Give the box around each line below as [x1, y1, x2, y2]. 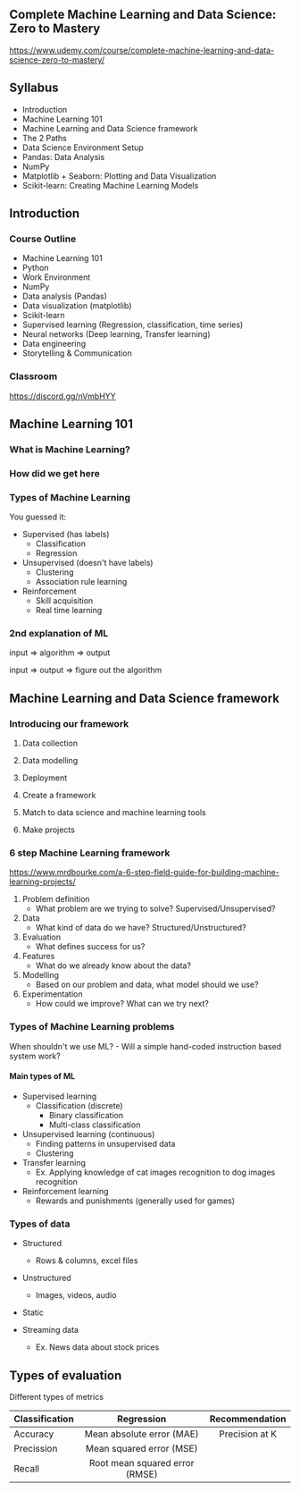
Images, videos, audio [35, 1290, 117, 1301]
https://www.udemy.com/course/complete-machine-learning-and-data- [9, 45, 275, 55]
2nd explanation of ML [9, 628, 109, 640]
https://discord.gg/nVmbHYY [9, 391, 116, 401]
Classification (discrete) [35, 1100, 123, 1111]
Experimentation [21, 989, 83, 999]
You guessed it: [9, 511, 67, 522]
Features [21, 951, 55, 962]
